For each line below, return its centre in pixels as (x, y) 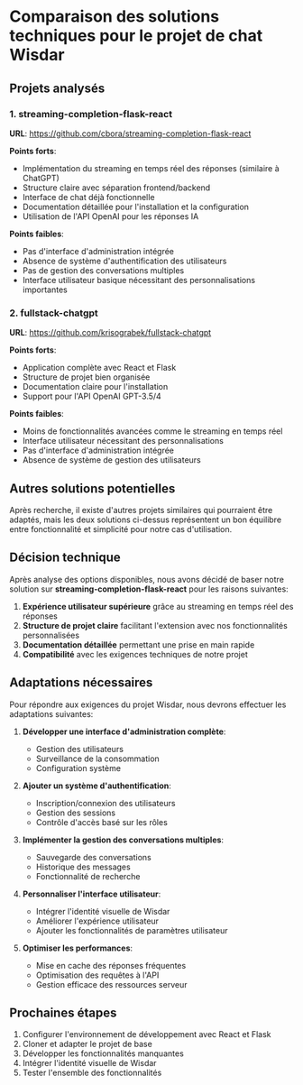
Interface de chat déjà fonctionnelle (88, 197)
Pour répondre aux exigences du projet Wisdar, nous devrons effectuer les (148, 704)
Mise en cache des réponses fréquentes (111, 965)
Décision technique (65, 558)
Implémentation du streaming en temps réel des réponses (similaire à (151, 168)
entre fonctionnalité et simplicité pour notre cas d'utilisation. (121, 529)
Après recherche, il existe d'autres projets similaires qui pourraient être (141, 510)
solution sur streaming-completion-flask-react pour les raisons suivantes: (149, 589)
